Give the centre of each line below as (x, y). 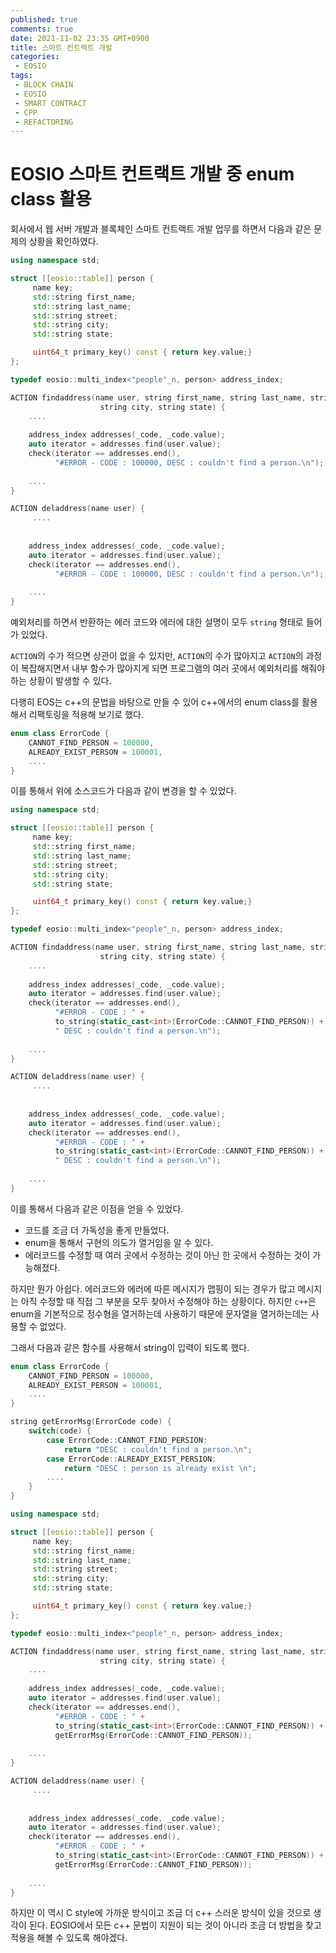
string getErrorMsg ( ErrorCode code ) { (91, 1422)
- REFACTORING (44, 122)
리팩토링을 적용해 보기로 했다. (86, 715)
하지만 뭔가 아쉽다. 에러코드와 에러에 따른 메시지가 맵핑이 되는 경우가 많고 (153, 1288)
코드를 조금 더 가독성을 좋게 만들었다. (97, 1230)
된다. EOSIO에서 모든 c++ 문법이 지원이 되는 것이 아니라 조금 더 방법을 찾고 (175, 1925)
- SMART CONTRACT (50, 103)
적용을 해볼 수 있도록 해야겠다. (69, 1938)
